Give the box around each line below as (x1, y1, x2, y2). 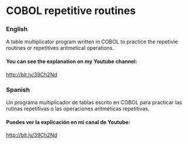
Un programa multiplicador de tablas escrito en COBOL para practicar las (6, 98, 182, 106)
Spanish (6, 85, 30, 94)
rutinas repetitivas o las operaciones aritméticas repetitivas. (6, 105, 150, 112)
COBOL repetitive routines (6, 4, 136, 18)
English (6, 25, 28, 33)
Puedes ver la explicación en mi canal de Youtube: (6, 118, 130, 125)
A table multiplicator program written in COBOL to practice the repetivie (6, 38, 178, 45)
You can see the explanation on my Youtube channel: (6, 58, 138, 65)
